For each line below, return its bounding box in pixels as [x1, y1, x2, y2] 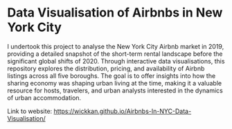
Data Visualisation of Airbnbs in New [7, 5, 223, 21]
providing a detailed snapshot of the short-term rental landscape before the [7, 50, 223, 58]
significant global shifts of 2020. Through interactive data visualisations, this [7, 57, 225, 65]
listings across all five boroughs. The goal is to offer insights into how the [7, 71, 216, 80]
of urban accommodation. [7, 93, 82, 101]
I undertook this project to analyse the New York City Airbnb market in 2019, [7, 42, 224, 50]
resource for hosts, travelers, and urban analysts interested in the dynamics [7, 86, 223, 95]
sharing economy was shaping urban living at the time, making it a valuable [7, 79, 222, 87]
